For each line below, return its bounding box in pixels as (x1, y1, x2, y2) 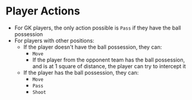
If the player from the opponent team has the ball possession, (32, 56, 185, 63)
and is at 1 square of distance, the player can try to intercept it (32, 62, 186, 70)
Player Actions (5, 4, 81, 18)
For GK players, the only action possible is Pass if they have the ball (14, 24, 181, 31)
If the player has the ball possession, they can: (23, 69, 139, 76)
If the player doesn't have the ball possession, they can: (23, 43, 162, 51)
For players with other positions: (14, 37, 94, 44)
